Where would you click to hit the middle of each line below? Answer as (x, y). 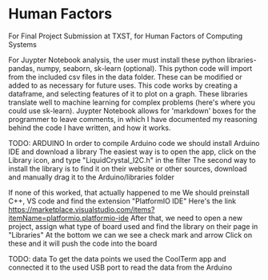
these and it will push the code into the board (83, 243)
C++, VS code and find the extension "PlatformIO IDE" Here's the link (122, 201)
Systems (23, 44)
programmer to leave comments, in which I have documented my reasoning (133, 119)
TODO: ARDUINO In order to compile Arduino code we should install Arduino (134, 143)
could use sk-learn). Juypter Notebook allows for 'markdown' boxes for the (132, 110)
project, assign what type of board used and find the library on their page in (133, 226)
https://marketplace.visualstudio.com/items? (82, 209)
